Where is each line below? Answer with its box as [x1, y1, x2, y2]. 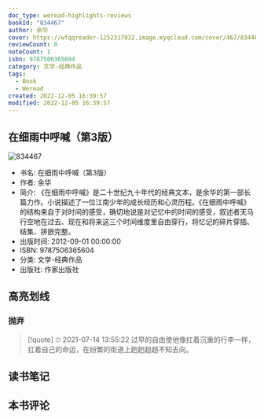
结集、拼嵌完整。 [19, 226, 75, 236]
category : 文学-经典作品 [8, 63, 82, 71]
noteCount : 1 [8, 48, 51, 56]
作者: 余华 [19, 178, 52, 187]
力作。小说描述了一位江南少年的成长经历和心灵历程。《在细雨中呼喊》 [26, 197, 251, 207]
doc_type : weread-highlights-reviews [8, 11, 132, 20]
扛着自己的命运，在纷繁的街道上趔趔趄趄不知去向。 [27, 344, 193, 354]
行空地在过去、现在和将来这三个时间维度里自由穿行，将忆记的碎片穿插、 [19, 217, 254, 226]
